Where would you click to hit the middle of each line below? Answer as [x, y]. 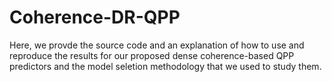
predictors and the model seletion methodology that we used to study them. [165, 66]
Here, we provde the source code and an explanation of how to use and [157, 45]
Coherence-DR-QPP [95, 17]
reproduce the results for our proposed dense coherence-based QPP [152, 55]
